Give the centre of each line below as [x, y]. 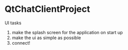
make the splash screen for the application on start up [67, 32]
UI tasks [13, 23]
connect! [21, 43]
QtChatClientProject [48, 9]
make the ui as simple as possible [46, 38]
